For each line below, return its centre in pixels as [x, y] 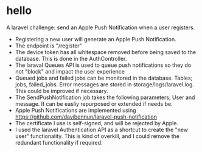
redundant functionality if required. [59, 142]
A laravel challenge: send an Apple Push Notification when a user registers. [101, 27]
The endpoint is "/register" [48, 46]
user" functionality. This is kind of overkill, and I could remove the [97, 136]
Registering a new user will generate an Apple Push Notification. [96, 39]
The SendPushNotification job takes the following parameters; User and [105, 97]
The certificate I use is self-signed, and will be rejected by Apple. [96, 123]
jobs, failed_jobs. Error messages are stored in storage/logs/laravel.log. [105, 84]
